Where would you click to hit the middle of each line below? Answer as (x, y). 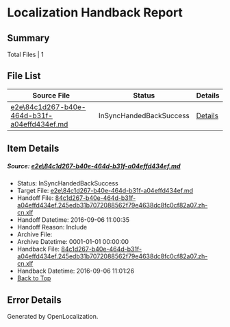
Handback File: (38, 249)
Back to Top (34, 278)
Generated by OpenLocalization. (53, 316)
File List (24, 76)
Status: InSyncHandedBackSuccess (67, 183)
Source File (51, 95)
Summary (28, 38)
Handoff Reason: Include (52, 227)
